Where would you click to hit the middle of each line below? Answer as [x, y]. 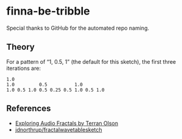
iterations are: [24, 68]
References [29, 108]
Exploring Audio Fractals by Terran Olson [67, 123]
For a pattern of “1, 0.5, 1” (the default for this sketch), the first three [91, 61]
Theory [21, 47]
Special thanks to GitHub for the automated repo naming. [78, 28]
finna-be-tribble [48, 11]
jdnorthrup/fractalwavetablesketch [58, 129]
